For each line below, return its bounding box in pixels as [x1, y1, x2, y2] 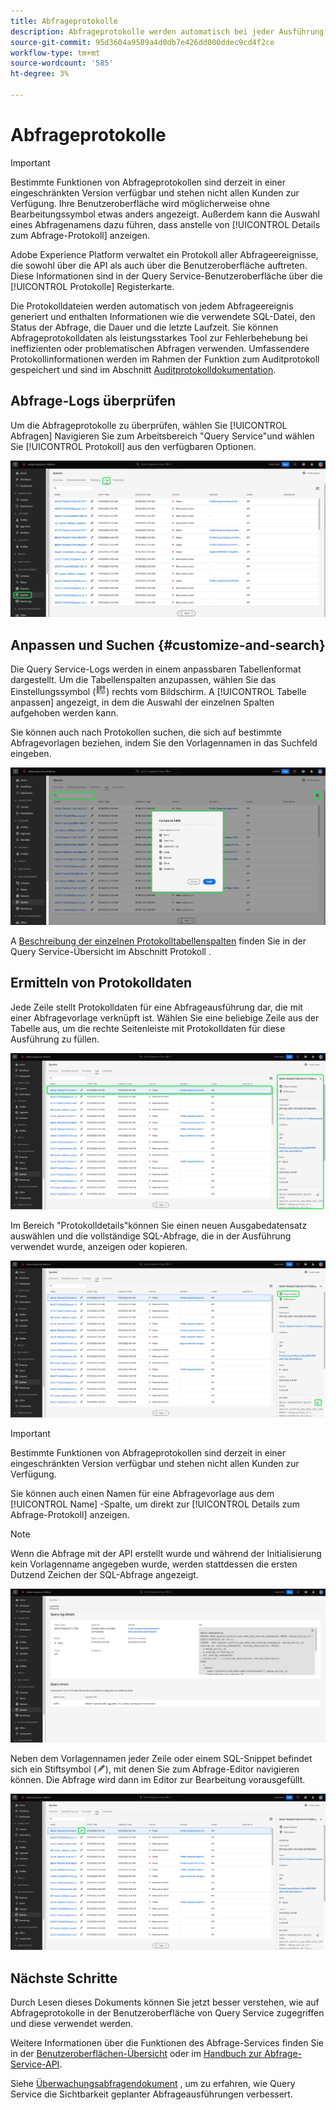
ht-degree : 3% [10, 69, 70, 79]
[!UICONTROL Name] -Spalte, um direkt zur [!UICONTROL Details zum [10, 1498, 300, 1510]
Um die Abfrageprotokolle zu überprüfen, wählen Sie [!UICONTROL [10, 419, 288, 431]
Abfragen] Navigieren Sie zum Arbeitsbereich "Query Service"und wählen [10, 430, 315, 442]
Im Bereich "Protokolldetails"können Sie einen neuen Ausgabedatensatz [10, 1220, 308, 1232]
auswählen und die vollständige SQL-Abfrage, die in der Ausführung [10, 1230, 292, 1242]
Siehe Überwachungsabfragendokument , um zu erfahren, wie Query [10, 2077, 296, 2089]
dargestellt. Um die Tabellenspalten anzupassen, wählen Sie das [10, 673, 277, 685]
